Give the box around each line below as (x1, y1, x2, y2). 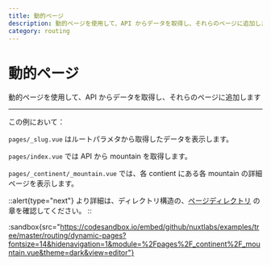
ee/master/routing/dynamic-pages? (8, 231, 127, 241)
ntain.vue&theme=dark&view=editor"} (8, 248, 135, 258)
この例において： (8, 117, 65, 127)
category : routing (8, 27, 70, 35)
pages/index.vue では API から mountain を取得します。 (8, 151, 192, 162)
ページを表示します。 (8, 179, 79, 188)
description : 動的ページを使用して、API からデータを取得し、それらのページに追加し (8, 19, 261, 27)
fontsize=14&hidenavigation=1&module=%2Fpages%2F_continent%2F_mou (8, 239, 261, 249)
